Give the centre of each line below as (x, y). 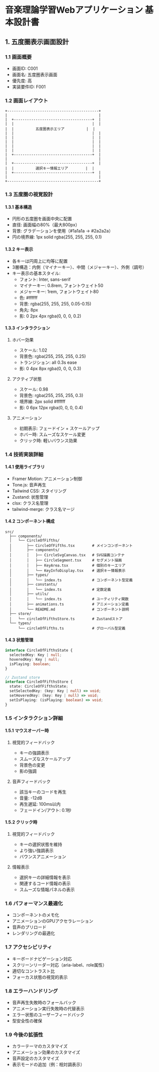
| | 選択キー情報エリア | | (50, 168)
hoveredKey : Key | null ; (35, 659)
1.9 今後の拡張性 (24, 1034)
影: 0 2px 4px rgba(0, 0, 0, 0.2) (50, 316)
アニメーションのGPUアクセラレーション (53, 921)
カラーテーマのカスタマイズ (40, 1046)
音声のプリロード (29, 927)
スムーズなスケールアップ (45, 759)
